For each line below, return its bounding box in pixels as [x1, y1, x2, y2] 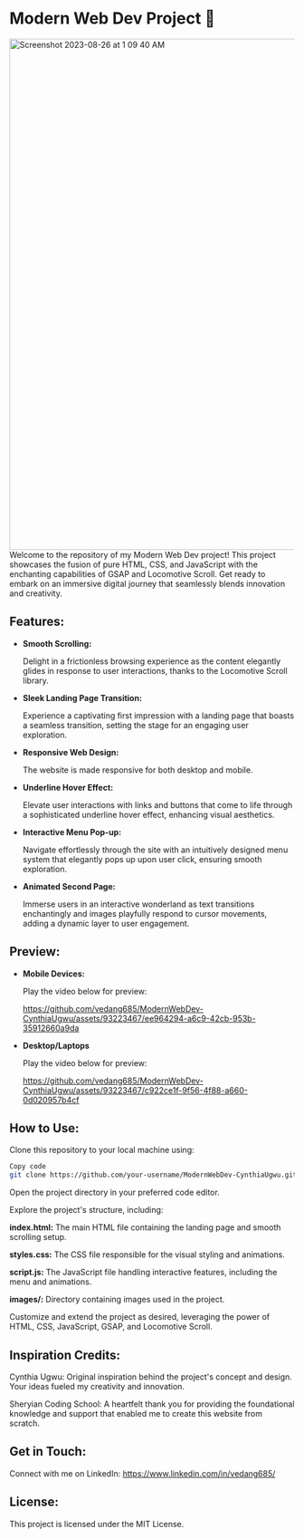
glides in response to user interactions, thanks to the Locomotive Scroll [22, 665, 288, 676]
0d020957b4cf [22, 1094, 80, 1105]
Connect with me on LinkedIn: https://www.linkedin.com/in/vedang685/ [9, 1467, 276, 1479]
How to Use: [9, 1120, 80, 1136]
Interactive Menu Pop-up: [22, 826, 122, 837]
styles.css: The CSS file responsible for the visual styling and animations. [9, 1249, 285, 1260]
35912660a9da [22, 1023, 80, 1033]
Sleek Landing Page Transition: [22, 692, 143, 703]
